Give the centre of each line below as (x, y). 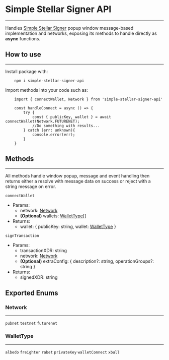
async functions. (23, 38)
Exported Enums (32, 293)
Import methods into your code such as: (47, 90)
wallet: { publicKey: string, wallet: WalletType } (68, 226)
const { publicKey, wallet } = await (72, 117)
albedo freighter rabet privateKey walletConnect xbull (62, 352)
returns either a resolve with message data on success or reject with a (78, 181)
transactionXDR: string (43, 250)
